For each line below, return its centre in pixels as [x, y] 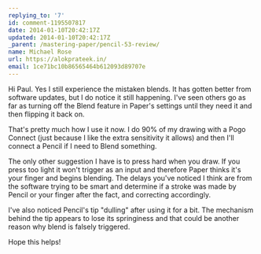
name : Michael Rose [40, 52]
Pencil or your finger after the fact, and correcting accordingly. [109, 194]
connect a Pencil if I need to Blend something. [83, 145]
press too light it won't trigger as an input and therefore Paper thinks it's [125, 169]
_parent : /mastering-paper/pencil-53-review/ [84, 45]
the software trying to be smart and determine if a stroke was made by [123, 186]
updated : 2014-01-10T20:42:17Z [59, 37]
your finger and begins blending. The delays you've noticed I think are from [130, 178]
